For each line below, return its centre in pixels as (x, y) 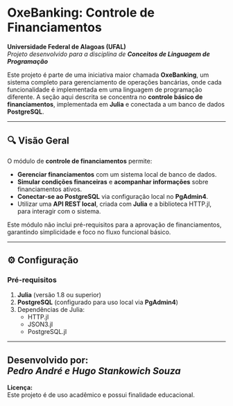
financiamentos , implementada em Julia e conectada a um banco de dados (116, 104)
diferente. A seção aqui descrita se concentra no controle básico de (105, 97)
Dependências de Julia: (51, 310)
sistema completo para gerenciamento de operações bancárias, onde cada (114, 82)
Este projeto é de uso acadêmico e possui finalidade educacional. (101, 395)
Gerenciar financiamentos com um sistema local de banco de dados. (117, 174)
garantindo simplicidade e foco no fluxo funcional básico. (89, 232)
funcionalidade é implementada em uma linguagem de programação (105, 89)
